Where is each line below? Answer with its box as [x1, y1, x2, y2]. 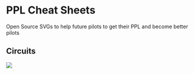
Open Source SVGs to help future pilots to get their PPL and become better [6, 23, 189, 30]
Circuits [6, 46, 36, 56]
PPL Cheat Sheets [6, 4, 96, 17]
